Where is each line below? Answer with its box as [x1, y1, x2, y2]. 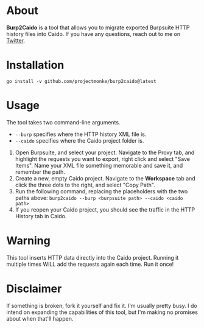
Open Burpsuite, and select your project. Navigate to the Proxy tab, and [15, 149, 195, 156]
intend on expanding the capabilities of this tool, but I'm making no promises [6, 308, 198, 316]
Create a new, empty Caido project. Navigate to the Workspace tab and [15, 174, 196, 182]
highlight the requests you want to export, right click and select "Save [15, 155, 191, 162]
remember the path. [15, 168, 66, 176]
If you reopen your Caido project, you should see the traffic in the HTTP [15, 205, 195, 213]
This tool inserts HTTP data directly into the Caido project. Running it [6, 254, 179, 261]
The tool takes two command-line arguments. [6, 118, 121, 126]
